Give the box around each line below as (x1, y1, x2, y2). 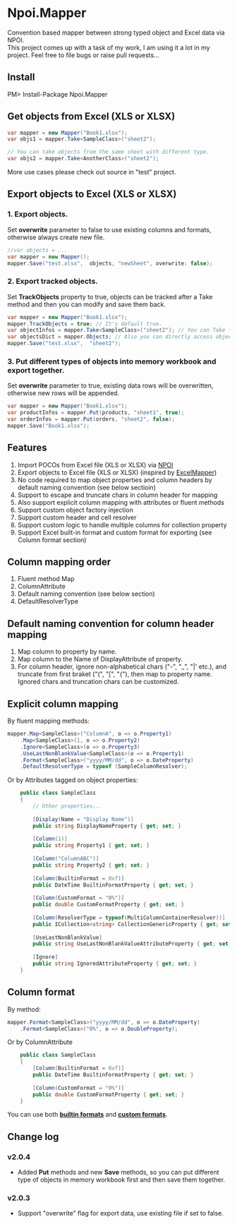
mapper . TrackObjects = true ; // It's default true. (7, 320, 162, 328)
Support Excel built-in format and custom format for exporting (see (17, 528, 212, 536)
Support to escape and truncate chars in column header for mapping (17, 491, 218, 499)
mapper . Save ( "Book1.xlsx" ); (7, 422, 90, 429)
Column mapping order (7, 556, 111, 568)
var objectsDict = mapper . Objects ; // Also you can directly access (7, 333, 213, 340)
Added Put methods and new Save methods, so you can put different (17, 1168, 220, 1177)
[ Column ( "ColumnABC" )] (32, 856, 99, 863)
